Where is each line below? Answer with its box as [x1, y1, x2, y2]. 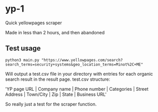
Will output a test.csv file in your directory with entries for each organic [5, 71, 153, 77]
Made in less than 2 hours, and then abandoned [5, 29, 105, 35]
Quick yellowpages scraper [5, 20, 62, 26]
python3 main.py [5, 58, 39, 63]
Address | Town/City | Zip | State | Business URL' [5, 91, 107, 97]
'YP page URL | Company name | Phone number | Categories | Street [5, 86, 149, 92]
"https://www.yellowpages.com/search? [41, 58, 123, 63]
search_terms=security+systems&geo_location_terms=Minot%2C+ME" [5, 62, 143, 67]
